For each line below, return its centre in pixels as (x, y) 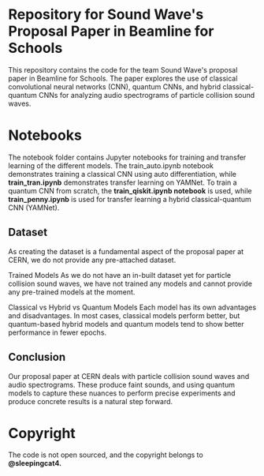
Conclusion (37, 357)
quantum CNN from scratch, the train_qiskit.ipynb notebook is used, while (130, 190)
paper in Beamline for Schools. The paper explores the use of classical (123, 78)
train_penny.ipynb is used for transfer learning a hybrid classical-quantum (130, 199)
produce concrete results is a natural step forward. (91, 401)
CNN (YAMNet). (34, 208)
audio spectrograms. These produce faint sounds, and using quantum (121, 384)
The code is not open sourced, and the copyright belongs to (106, 455)
